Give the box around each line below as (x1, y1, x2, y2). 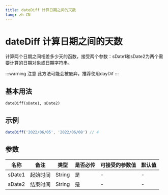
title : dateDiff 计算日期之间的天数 (5, 7, 76, 13)
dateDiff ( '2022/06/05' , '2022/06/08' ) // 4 (5, 130, 99, 135)
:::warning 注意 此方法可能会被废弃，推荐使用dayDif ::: (5, 71, 119, 77)
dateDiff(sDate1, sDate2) (5, 101, 60, 106)
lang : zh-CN (5, 12, 31, 17)
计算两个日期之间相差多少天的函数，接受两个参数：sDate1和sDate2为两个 (5, 53, 159, 60)
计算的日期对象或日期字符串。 (9, 60, 72, 66)
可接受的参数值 (100, 161, 136, 169)
